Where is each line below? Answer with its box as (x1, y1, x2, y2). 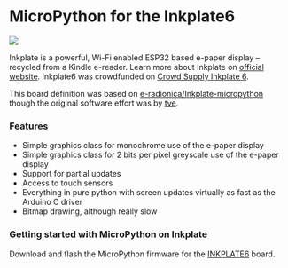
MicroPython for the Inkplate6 (9, 6, 236, 27)
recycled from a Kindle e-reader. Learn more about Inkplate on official (9, 61, 264, 72)
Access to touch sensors (21, 177, 113, 188)
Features (9, 120, 49, 132)
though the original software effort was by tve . (9, 98, 179, 108)
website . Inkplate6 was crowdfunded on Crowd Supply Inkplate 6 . (9, 71, 250, 82)
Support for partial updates (21, 169, 121, 179)
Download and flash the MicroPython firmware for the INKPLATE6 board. (9, 248, 276, 259)
